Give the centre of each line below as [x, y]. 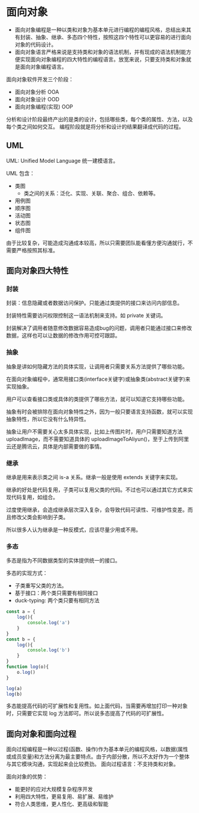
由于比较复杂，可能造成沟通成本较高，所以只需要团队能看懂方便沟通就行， [97, 243]
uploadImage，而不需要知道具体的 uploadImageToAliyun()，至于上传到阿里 [98, 439]
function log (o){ [28, 667]
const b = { [21, 639]
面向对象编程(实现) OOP [44, 107]
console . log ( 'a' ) [49, 623]
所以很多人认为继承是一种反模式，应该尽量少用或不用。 [73, 530]
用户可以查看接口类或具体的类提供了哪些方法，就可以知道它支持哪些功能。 [97, 399]
